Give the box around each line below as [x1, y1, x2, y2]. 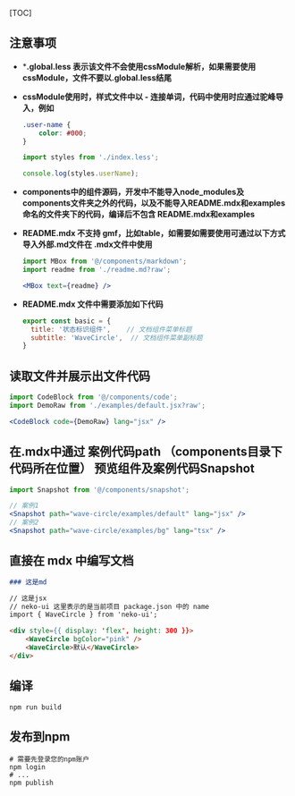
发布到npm [9, 729, 71, 744]
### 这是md [9, 577, 47, 587]
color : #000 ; [38, 129, 88, 138]
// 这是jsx [9, 594, 47, 603]
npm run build [9, 702, 63, 712]
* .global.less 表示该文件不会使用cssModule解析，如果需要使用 [21, 61, 257, 72]
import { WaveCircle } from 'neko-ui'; [9, 610, 158, 620]
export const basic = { [21, 317, 112, 326]
